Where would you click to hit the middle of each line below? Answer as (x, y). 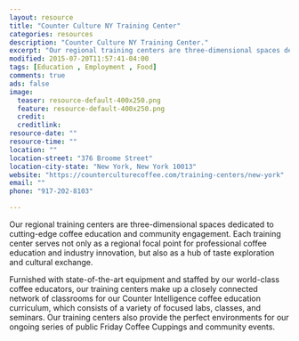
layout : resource (41, 17)
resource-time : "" (43, 142)
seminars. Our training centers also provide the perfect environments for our (149, 317)
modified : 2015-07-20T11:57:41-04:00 (79, 59)
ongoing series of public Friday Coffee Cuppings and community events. (142, 327)
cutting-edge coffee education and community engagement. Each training (145, 234)
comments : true (37, 76)
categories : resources (51, 34)
